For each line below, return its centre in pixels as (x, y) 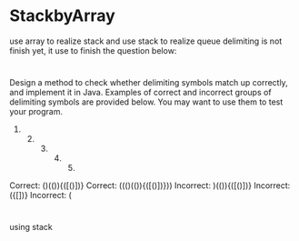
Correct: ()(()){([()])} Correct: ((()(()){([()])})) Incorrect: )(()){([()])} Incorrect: (150, 186)
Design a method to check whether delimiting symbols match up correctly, (149, 83)
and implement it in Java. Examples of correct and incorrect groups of (140, 93)
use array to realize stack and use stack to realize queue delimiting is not (146, 41)
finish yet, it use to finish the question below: (93, 50)
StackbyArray (62, 16)
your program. (36, 112)
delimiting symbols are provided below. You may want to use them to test (146, 102)
